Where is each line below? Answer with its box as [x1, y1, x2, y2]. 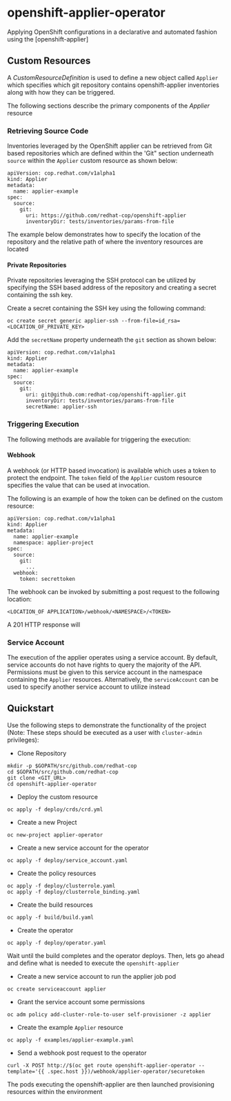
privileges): [7, 736, 39, 744]
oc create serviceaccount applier [7, 986, 107, 993]
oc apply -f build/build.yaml [7, 914, 94, 921]
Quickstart [7, 702, 54, 714]
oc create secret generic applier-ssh [7, 318, 119, 325]
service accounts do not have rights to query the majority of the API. [7, 661, 202, 669]
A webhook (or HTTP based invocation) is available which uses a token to [7, 466, 217, 475]
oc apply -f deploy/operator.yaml [7, 939, 107, 946]
